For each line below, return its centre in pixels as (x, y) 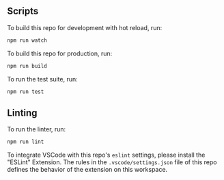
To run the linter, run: (37, 129)
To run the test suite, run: (42, 79)
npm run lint (26, 142)
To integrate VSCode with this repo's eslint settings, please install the (106, 155)
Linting (22, 113)
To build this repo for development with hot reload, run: (85, 27)
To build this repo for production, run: (60, 53)
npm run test (26, 92)
